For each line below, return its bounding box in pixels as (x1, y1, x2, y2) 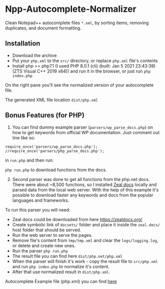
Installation (5, 39, 40, 48)
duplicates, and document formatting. (5, 25, 82, 31)
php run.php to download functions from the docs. (5, 167, 107, 173)
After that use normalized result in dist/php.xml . (12, 269, 110, 275)
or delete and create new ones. (12, 243, 76, 249)
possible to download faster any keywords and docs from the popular (12, 192, 154, 198)
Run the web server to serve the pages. (12, 232, 93, 238)
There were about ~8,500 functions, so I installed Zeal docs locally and (12, 181, 157, 187)
